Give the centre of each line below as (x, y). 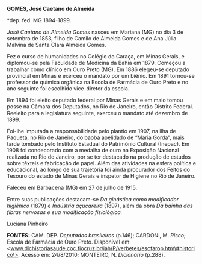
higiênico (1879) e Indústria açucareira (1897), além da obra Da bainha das (100, 206)
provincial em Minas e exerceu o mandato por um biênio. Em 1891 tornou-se (101, 76)
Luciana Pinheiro (28, 224)
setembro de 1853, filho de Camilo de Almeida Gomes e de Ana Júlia (92, 38)
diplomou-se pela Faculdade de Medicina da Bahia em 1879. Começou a (96, 63)
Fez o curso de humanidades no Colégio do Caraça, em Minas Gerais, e (96, 56)
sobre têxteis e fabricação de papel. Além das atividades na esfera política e (102, 163)
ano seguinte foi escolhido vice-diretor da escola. (68, 89)
